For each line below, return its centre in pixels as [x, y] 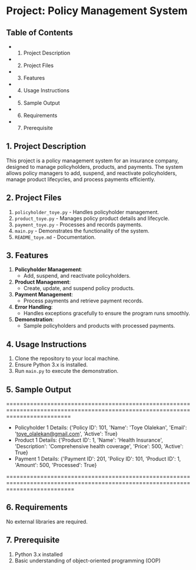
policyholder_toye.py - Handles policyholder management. [87, 212]
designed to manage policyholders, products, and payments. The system [95, 166]
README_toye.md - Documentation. [55, 237]
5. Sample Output [39, 389]
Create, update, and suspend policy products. [79, 288]
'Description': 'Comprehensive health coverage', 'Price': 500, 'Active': [99, 446]
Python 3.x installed [39, 554]
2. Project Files [34, 198]
